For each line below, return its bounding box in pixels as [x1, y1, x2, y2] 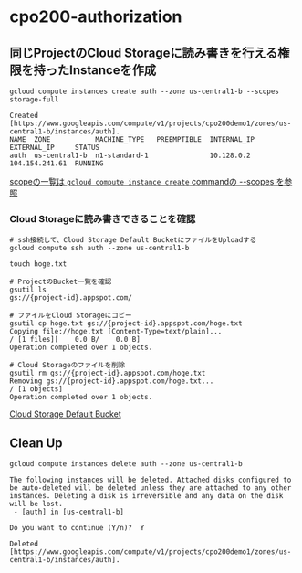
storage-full [9, 95, 59, 104]
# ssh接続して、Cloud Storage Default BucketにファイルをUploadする [9, 236, 257, 245]
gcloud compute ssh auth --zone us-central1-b [9, 244, 190, 253]
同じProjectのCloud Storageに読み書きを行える [9, 45, 278, 60]
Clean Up [9, 435, 63, 451]
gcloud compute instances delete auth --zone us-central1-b [9, 460, 244, 469]
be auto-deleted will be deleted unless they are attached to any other [9, 483, 292, 493]
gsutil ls [9, 285, 47, 294]
